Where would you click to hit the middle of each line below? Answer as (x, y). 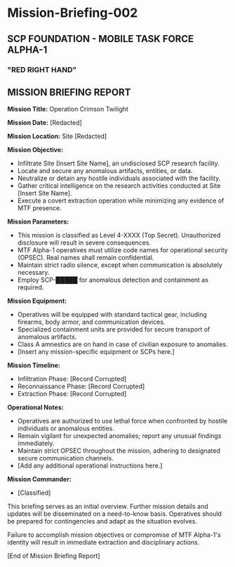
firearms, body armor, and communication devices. (91, 322)
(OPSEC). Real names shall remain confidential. (86, 258)
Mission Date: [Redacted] (45, 123)
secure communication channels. (65, 458)
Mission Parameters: (38, 221)
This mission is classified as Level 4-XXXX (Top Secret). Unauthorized (119, 235)
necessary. (33, 273)
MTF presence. (39, 208)
